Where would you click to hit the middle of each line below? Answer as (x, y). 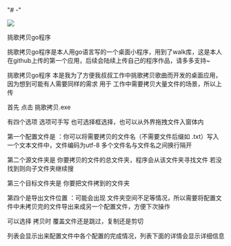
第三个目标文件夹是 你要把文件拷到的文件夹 (68, 183)
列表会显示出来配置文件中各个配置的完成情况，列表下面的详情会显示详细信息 (116, 236)
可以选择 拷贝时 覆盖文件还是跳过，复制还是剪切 (75, 221)
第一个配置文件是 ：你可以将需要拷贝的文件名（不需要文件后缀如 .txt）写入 (113, 136)
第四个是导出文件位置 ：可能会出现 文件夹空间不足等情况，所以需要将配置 (111, 198)
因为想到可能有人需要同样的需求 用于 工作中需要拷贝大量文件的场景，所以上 (114, 84)
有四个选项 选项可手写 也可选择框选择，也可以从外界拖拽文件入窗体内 (106, 122)
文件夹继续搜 (55, 168)
